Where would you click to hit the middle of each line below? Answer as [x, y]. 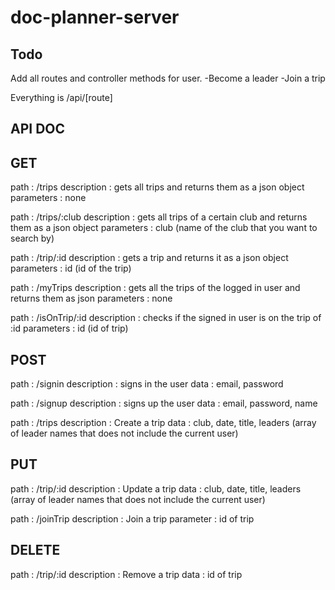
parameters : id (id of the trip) [71, 268]
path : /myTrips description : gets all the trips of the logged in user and [155, 288]
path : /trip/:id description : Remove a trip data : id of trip [126, 574]
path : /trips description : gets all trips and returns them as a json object [157, 187]
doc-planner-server [95, 17]
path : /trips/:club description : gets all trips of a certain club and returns [159, 217]
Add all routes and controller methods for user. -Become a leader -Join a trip [168, 78]
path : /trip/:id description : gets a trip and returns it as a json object [149, 258]
